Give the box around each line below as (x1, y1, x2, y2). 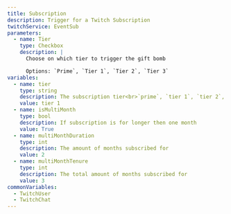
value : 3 (19, 177, 45, 184)
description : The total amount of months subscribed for (19, 170, 188, 177)
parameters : (7, 29, 42, 37)
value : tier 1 (19, 100, 60, 107)
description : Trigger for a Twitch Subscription (7, 17, 151, 24)
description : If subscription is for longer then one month (19, 119, 197, 126)
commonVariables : (7, 184, 58, 190)
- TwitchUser (13, 190, 51, 197)
